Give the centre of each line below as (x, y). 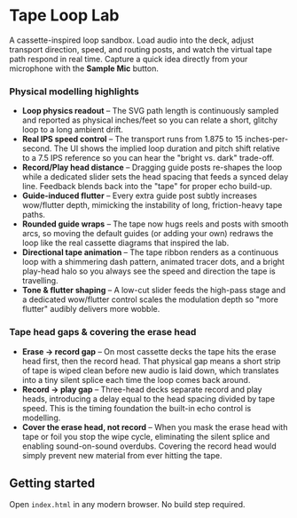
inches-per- (267, 139)
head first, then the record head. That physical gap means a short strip (151, 361)
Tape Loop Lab (64, 16)
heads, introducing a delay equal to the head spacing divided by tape (148, 398)
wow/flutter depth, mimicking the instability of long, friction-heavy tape (152, 205)
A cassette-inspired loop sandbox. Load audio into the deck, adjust (132, 40)
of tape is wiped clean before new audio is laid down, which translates (150, 371)
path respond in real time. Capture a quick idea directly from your (129, 59)
